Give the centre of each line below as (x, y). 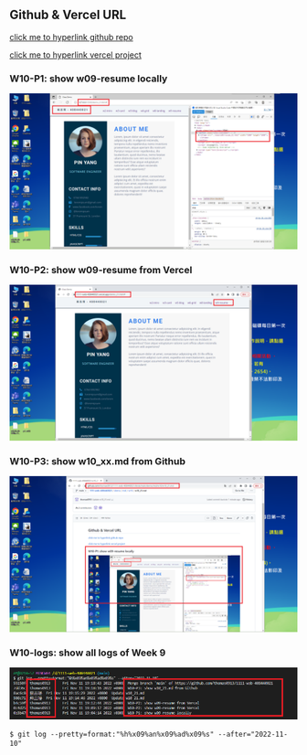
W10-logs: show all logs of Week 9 (88, 653)
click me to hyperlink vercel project (75, 55)
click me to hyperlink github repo (72, 37)
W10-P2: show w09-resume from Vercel (101, 270)
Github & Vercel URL (68, 15)
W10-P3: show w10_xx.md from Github (97, 461)
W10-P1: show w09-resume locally (89, 79)
